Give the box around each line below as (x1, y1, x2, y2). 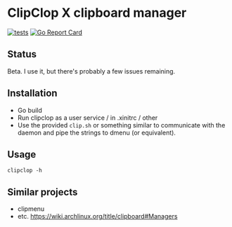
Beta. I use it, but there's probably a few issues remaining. (7, 67, 176, 75)
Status (7, 48, 37, 60)
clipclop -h (7, 167, 42, 174)
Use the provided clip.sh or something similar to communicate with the (17, 121, 226, 129)
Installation (7, 88, 58, 99)
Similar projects (7, 186, 78, 198)
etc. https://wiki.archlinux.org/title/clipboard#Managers (17, 212, 178, 221)
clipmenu (17, 205, 45, 213)
